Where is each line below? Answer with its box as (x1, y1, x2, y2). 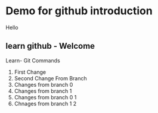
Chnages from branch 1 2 (14, 100, 77, 107)
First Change (14, 68, 47, 76)
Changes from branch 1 (14, 87, 72, 95)
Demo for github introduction (5, 4, 153, 18)
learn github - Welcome (5, 41, 95, 51)
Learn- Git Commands (5, 56, 60, 64)
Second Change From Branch (14, 74, 87, 81)
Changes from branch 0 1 (14, 93, 77, 101)
